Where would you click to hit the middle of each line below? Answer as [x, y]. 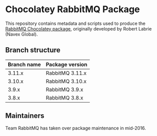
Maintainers [25, 116]
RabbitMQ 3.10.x [66, 81]
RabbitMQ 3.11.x [66, 73]
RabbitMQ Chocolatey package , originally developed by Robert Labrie [78, 28]
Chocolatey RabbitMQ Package [73, 9]
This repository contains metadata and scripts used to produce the [75, 23]
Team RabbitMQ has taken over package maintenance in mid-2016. [76, 128]
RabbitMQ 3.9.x [64, 89]
